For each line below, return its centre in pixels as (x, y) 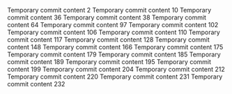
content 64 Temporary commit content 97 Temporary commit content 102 (113, 25)
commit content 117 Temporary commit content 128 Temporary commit (109, 40)
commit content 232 (36, 84)
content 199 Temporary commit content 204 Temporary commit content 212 (116, 69)
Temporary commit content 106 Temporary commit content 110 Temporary (114, 32)
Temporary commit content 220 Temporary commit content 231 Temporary (115, 77)
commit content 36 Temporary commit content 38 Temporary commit (107, 17)
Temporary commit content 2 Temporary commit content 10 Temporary (109, 10)
